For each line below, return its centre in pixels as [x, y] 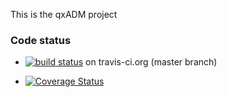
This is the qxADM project [64, 14]
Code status [41, 40]
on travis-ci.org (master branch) [151, 62]
